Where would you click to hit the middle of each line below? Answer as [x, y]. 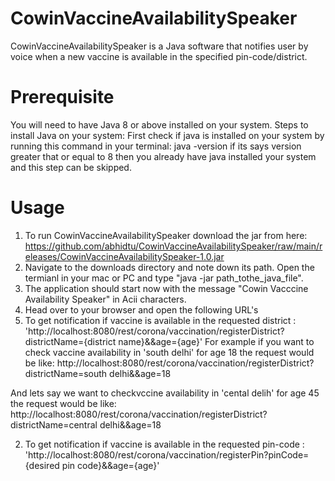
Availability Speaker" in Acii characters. [105, 299]
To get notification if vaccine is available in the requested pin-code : [164, 444]
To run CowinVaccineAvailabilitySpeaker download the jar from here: [166, 235]
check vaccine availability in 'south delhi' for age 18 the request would [169, 352]
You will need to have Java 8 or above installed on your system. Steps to [159, 124]
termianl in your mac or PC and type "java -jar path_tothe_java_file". [164, 278]
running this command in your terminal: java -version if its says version [156, 146]
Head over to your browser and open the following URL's [141, 309]
